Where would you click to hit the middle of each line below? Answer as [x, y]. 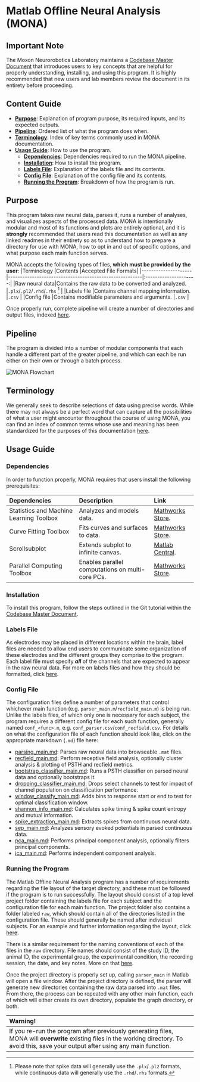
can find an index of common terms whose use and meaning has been [93, 424]
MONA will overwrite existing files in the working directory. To [96, 1038]
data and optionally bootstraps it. [55, 777]
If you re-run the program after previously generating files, [91, 1031]
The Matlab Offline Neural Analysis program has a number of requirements [98, 882]
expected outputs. [37, 125]
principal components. [42, 847]
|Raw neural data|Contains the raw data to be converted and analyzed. [100, 283]
